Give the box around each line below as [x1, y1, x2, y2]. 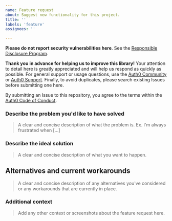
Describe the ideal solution [5, 140, 74, 147]
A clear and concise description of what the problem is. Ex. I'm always [17, 122, 166, 128]
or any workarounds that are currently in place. [17, 185, 117, 192]
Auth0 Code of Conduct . [5, 98, 57, 104]
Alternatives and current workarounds [5, 167, 131, 175]
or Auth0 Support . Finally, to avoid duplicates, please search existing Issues [5, 77, 165, 83]
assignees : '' [5, 27, 36, 32]
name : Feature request [5, 7, 54, 13]
